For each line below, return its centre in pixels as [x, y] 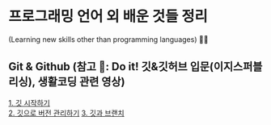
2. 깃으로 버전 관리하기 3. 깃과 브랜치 [66, 113]
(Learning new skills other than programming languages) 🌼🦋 [108, 39]
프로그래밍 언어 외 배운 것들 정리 [108, 17]
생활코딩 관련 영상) [81, 82]
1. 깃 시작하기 [30, 102]
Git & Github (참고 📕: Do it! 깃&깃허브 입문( [111, 67]
